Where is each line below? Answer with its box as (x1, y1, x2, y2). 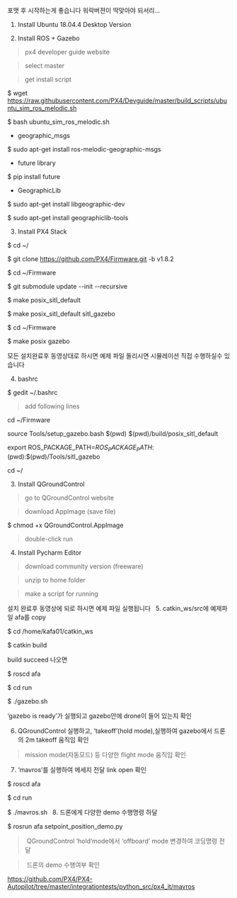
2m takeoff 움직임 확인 (25, 735, 89, 744)
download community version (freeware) (24, 562, 144, 570)
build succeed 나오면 (7, 655, 68, 664)
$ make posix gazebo (7, 337, 70, 345)
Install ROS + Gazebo (17, 34, 80, 42)
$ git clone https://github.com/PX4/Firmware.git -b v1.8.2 (7, 255, 175, 263)
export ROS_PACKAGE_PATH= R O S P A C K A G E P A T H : (7, 443, 154, 453)
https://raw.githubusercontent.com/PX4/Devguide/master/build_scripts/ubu (7, 96, 228, 105)
